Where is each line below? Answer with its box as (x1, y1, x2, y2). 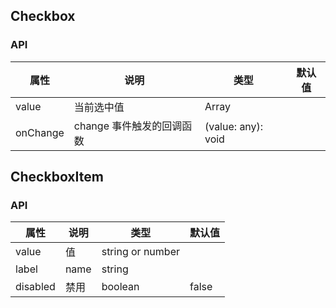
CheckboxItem (10, 169, 104, 186)
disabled (15, 280, 56, 294)
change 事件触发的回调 (73, 119, 183, 133)
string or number (101, 245, 180, 259)
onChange (15, 125, 65, 139)
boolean (101, 280, 140, 294)
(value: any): (204, 119, 264, 133)
